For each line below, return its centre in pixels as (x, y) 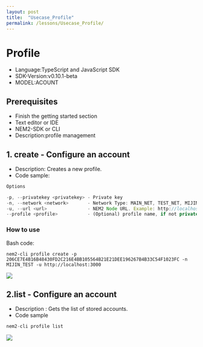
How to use (23, 230)
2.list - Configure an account (62, 294)
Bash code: (20, 243)
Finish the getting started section (56, 116)
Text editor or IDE (37, 123)
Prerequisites (32, 101)
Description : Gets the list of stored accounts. (71, 309)
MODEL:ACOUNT (37, 83)
